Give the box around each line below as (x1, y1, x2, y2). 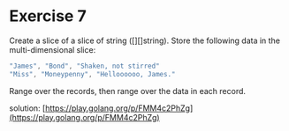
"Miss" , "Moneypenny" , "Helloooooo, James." (9, 69, 176, 78)
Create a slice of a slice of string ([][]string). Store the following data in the (9, 35, 281, 46)
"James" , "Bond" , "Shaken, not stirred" (9, 62, 161, 70)
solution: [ (9, 103, 46, 113)
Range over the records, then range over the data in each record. (9, 85, 246, 96)
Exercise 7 (9, 6, 87, 26)
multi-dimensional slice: (9, 44, 96, 55)
